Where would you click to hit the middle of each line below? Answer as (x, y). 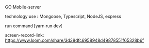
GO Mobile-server (23, 7)
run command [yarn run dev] (34, 26)
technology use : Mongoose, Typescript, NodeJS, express (63, 16)
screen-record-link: (25, 35)
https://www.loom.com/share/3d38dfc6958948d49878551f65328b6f (74, 40)
